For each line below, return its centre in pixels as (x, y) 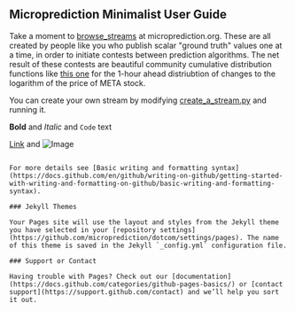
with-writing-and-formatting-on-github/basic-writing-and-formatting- (142, 183)
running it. (28, 109)
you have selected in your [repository (83, 229)
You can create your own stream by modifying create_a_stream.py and (138, 100)
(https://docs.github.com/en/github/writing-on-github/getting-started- (146, 175)
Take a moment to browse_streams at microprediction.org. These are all (140, 35)
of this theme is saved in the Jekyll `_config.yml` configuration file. (148, 245)
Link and (25, 144)
